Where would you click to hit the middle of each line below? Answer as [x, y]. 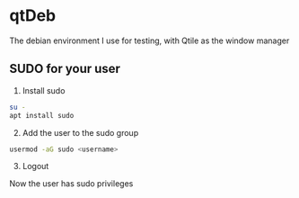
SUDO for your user [65, 69]
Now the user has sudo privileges [71, 184]
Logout [35, 166]
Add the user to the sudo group [80, 132]
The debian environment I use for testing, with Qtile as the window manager [149, 40]
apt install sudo [42, 115]
